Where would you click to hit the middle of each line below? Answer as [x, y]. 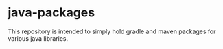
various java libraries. [38, 38]
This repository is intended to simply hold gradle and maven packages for [112, 31]
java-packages [51, 13]
